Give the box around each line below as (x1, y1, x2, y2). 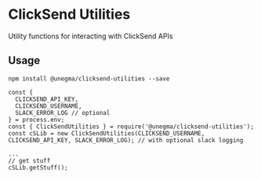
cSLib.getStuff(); (8, 163, 68, 171)
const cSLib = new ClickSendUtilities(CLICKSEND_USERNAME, (8, 129, 205, 138)
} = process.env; (8, 116, 65, 124)
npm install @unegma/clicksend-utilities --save (8, 74, 170, 83)
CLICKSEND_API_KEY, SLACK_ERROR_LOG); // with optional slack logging (8, 136, 244, 144)
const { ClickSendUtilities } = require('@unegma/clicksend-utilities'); (8, 123, 255, 131)
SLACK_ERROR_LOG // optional (15, 109, 111, 116)
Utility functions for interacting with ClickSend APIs (8, 31, 174, 41)
